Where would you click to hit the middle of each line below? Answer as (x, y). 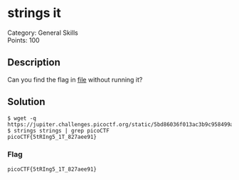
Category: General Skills (43, 33)
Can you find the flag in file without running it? (75, 79)
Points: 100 (24, 40)
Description (34, 63)
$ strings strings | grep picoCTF (59, 130)
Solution (26, 102)
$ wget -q (22, 118)
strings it (34, 13)
